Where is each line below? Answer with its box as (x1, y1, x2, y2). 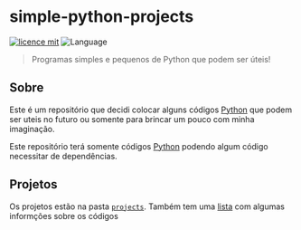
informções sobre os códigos (9, 210, 119, 221)
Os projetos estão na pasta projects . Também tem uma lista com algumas (9, 201, 285, 212)
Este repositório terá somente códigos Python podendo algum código (9, 140, 268, 151)
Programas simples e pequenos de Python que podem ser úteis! (31, 53, 271, 64)
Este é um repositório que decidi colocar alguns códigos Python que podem (9, 104, 292, 115)
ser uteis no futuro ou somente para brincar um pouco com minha (9, 113, 255, 124)
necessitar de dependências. (9, 150, 118, 161)
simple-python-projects (9, 6, 194, 27)
